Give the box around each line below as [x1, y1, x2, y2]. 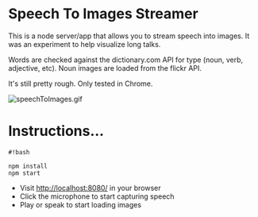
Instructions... [8, 122, 105, 140]
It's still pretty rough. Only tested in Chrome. [8, 79, 153, 88]
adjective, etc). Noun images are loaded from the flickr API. [8, 63, 202, 72]
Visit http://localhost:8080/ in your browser [19, 183, 161, 192]
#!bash [8, 148, 30, 156]
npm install [8, 162, 48, 170]
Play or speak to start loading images [19, 200, 141, 209]
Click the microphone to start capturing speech [19, 192, 175, 201]
